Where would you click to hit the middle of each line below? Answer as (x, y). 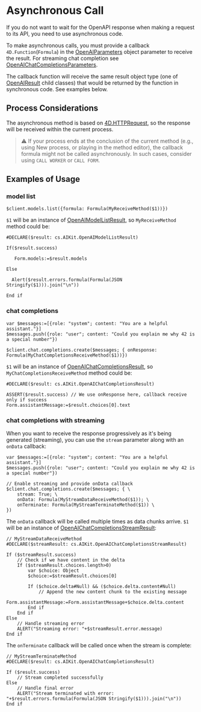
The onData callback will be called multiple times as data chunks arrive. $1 (97, 522)
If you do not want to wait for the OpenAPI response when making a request (100, 27)
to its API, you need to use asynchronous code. (65, 33)
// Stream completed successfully (60, 678)
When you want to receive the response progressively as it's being (89, 433)
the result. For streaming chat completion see (63, 58)
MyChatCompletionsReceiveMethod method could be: (69, 373)
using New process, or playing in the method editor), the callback (102, 147)
